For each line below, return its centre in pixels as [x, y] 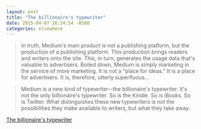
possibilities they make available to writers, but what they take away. [105, 108]
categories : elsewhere [34, 28]
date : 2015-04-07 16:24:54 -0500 [48, 23]
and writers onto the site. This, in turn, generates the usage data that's [108, 58]
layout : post [22, 12]
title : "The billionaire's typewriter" [56, 17]
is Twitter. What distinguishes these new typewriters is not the [98, 102]
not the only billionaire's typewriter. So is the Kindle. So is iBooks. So [106, 95]
